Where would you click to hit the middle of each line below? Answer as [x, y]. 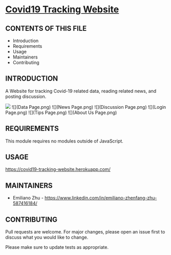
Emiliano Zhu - [28, 198]
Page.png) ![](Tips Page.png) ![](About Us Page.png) [61, 112]
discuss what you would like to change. [47, 238]
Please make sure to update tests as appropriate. [57, 247]
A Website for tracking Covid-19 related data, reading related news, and [81, 91]
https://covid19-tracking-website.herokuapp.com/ [58, 169]
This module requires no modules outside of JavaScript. [65, 141]
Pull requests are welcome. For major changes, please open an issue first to [85, 232]
